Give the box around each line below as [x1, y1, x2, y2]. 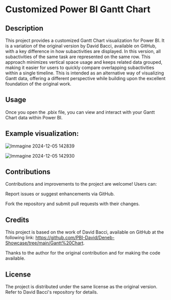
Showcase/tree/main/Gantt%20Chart [5, 240, 84, 246]
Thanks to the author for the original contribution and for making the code [5, 250, 161, 256]
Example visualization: [5, 129, 79, 138]
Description [5, 24, 43, 33]
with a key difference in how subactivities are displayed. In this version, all [5, 48, 161, 54]
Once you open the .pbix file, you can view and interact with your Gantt [5, 109, 155, 115]
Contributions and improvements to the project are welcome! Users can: [5, 181, 157, 187]
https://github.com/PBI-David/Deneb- [35, 235, 115, 241]
